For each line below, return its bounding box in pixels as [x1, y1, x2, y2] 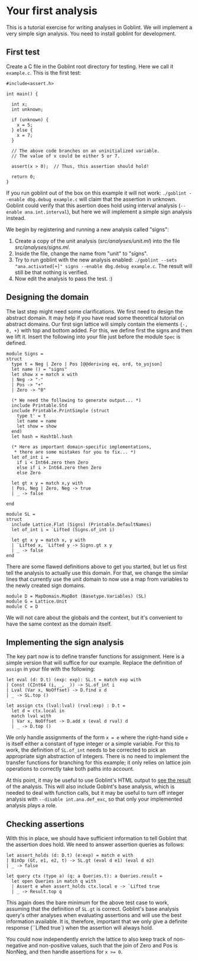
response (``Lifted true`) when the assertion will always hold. [6, 924, 154, 931]
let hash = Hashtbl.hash [11, 433, 73, 439]
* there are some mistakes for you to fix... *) [14, 449, 136, 455]
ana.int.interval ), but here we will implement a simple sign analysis [24, 208, 192, 215]
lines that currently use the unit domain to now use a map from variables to [6, 575, 189, 583]
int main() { [6, 90, 38, 97]
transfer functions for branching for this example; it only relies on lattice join [6, 759, 191, 766]
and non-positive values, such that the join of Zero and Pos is [28, 942, 178, 949]
